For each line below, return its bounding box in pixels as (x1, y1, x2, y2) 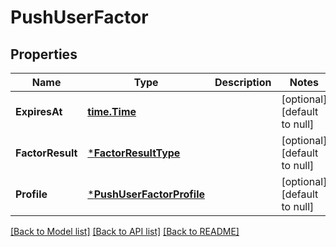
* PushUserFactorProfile (87, 187, 206, 201)
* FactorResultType (87, 146, 181, 160)
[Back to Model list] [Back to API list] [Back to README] (10, 226, 240, 237)
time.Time (87, 105, 137, 118)
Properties (10, 46, 78, 63)
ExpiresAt (15, 105, 63, 118)
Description (214, 76, 272, 89)
